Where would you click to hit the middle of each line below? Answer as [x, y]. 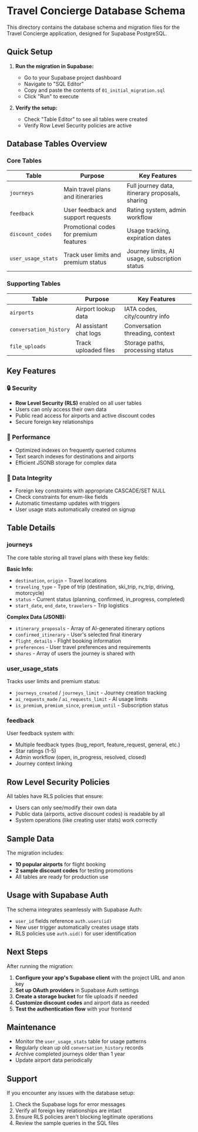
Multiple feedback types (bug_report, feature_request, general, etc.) [98, 745]
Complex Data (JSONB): [37, 617]
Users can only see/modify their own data [66, 807]
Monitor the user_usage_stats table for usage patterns [81, 1041]
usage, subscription [154, 259]
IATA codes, [141, 309]
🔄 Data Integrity [29, 478]
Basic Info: [20, 569]
